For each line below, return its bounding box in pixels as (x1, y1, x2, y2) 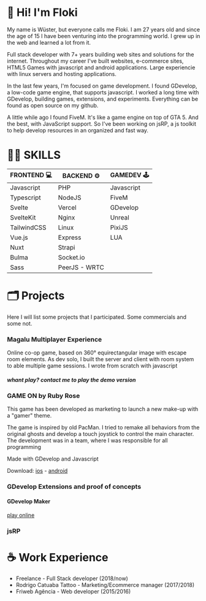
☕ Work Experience (7, 550, 109, 564)
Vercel (58, 203, 77, 212)
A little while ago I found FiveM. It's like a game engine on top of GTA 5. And (7, 113, 199, 121)
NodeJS (58, 193, 82, 202)
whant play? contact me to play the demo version (7, 376, 136, 383)
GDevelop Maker (7, 497, 51, 505)
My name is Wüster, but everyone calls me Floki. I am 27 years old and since (7, 26, 200, 33)
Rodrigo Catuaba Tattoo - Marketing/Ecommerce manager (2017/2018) (15, 581, 195, 589)
